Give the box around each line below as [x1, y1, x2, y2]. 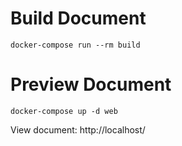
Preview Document [10, 73, 172, 96]
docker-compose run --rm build [10, 40, 141, 50]
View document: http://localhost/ [10, 123, 146, 136]
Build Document [10, 7, 147, 30]
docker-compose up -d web [10, 106, 118, 116]
